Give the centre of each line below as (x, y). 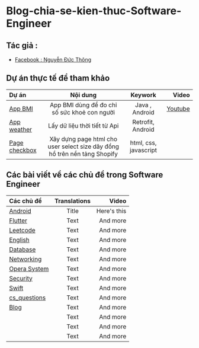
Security (21, 278)
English (19, 240)
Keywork (143, 95)
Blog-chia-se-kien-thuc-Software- (94, 11)
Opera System (29, 269)
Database (23, 249)
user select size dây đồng (84, 146)
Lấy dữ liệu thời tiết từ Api (84, 126)
